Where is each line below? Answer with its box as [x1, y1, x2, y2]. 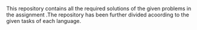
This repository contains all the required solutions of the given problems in [6, 5, 192, 12]
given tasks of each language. [6, 18, 82, 24]
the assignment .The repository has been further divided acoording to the [6, 11, 189, 18]
